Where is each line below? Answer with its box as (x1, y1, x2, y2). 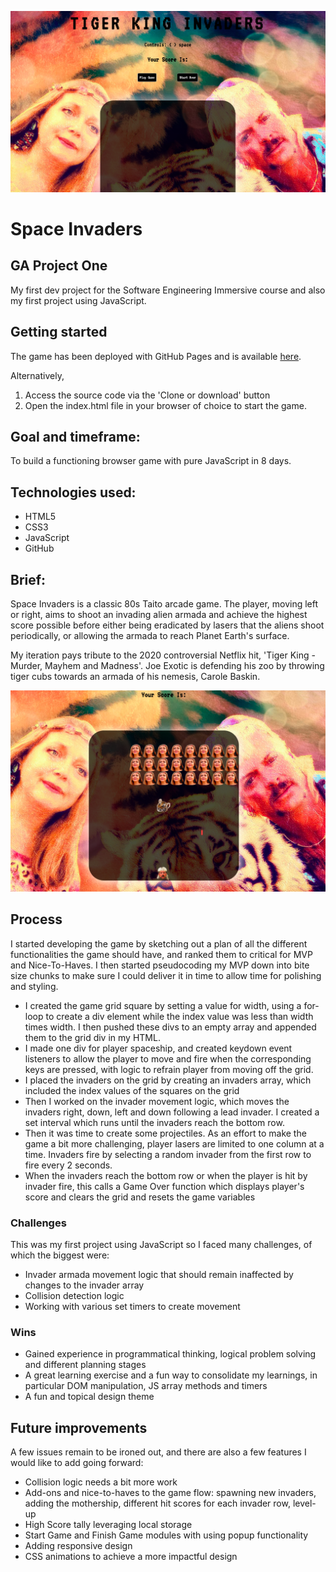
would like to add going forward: (10, 1457, 144, 1469)
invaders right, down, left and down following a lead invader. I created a (24, 1106, 320, 1118)
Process (10, 911, 63, 928)
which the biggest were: (10, 1249, 110, 1261)
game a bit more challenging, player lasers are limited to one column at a (24, 1137, 325, 1150)
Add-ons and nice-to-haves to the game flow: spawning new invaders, (24, 1487, 317, 1499)
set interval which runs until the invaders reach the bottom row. (24, 1116, 285, 1128)
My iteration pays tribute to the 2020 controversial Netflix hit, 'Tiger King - (10, 649, 316, 661)
